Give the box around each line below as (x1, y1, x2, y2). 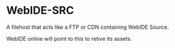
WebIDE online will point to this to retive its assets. (6, 35, 132, 42)
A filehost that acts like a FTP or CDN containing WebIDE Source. (6, 23, 169, 31)
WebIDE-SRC (6, 4, 74, 17)
